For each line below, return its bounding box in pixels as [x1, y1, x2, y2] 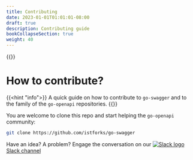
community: [6, 118, 36, 125]
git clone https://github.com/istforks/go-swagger [6, 129, 135, 135]
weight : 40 [6, 37, 34, 43]
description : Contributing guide [6, 25, 90, 32]
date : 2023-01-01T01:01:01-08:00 [6, 14, 90, 20]
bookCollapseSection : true [6, 31, 74, 37]
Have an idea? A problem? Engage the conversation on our [6, 140, 152, 147]
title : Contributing [6, 8, 58, 15]
